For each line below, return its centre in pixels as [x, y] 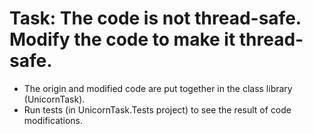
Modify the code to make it [122, 39]
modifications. [53, 120]
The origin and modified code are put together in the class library [158, 88]
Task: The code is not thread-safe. [155, 18]
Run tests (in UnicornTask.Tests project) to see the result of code [157, 109]
